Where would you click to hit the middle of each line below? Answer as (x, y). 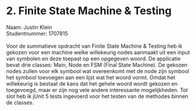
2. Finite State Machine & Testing (89, 11)
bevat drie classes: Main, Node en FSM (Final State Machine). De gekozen (97, 65)
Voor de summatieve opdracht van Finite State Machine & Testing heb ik (94, 46)
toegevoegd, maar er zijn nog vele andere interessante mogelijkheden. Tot (97, 90)
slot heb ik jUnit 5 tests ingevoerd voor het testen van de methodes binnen (97, 96)
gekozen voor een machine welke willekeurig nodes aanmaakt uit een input (98, 52)
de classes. (20, 102)
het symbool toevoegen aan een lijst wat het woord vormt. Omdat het (91, 77)
